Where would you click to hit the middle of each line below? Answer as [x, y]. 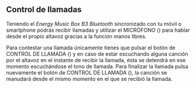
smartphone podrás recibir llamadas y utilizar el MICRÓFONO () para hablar [98, 30]
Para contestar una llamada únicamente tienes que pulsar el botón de [91, 48]
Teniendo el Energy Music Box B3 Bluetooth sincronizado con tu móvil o [94, 23]
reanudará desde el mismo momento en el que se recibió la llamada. [89, 79]
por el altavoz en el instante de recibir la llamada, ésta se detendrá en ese [96, 60]
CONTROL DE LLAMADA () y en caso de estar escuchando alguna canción [97, 54]
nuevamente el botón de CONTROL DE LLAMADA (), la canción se [87, 72]
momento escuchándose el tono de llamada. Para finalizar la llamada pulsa [97, 66]
